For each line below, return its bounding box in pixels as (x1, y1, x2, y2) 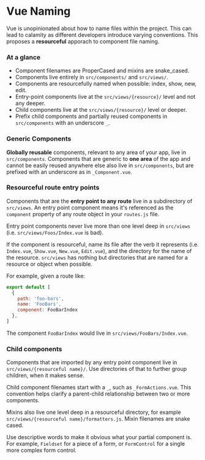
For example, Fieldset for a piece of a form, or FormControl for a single (6, 440, 185, 448)
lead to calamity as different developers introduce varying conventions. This (6, 31, 198, 38)
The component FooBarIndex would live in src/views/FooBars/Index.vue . (6, 329, 188, 337)
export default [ (6, 284, 51, 290)
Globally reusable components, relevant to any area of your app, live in (6, 149, 187, 156)
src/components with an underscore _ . (15, 119, 110, 127)
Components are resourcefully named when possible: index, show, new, (15, 80, 197, 87)
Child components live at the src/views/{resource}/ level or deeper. (15, 106, 187, 114)
